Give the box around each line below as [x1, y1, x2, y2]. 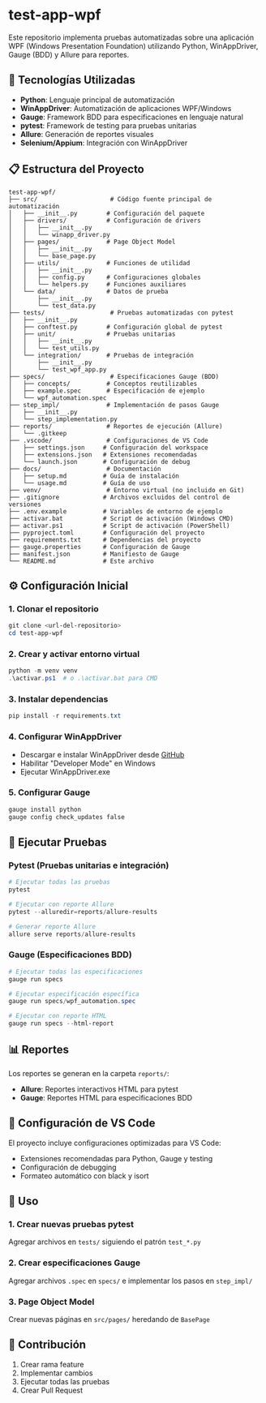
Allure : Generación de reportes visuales [19, 129, 154, 139]
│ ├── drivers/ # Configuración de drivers [8, 217, 201, 225]
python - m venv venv [8, 667, 79, 675]
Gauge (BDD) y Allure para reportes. [8, 49, 130, 59]
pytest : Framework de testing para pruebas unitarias [19, 120, 197, 131]
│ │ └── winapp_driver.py [8, 230, 111, 238]
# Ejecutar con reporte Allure [8, 900, 114, 908]
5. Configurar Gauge [8, 787, 91, 798]
